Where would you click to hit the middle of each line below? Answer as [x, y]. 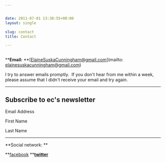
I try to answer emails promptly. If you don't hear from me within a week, [80, 74]
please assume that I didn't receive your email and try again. [66, 80]
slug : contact [20, 32]
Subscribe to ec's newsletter [50, 100]
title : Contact [21, 37]
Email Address [20, 112]
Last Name [16, 131]
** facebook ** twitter [27, 155]
